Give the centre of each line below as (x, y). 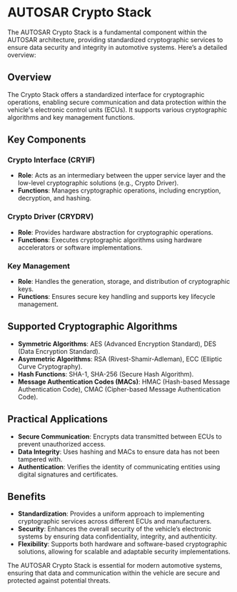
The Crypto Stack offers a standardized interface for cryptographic (106, 94)
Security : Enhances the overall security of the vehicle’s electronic (115, 529)
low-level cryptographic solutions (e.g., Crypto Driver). (98, 183)
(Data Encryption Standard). (59, 351)
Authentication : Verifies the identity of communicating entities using (119, 466)
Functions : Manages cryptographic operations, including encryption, (119, 190)
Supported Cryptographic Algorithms (92, 326)
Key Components (47, 140)
